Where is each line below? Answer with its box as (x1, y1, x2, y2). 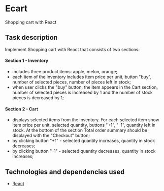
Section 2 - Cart (5, 106, 38, 112)
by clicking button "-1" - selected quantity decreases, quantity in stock (12, 148, 156, 154)
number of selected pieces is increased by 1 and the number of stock (12, 89, 153, 95)
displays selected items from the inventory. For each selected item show (12, 117, 159, 123)
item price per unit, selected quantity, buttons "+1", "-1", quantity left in (12, 122, 156, 128)
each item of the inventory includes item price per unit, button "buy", (12, 74, 152, 80)
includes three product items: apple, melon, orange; (12, 68, 118, 74)
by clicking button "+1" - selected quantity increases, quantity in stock (12, 138, 155, 144)
